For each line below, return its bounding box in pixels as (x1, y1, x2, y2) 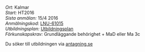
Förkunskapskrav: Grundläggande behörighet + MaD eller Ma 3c (5, 31, 140, 37)
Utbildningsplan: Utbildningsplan (5, 26, 74, 32)
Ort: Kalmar (5, 5, 29, 10)
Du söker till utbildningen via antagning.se (5, 41, 93, 47)
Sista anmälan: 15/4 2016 (5, 15, 58, 21)
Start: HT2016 (5, 10, 34, 16)
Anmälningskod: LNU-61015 (5, 20, 63, 26)
